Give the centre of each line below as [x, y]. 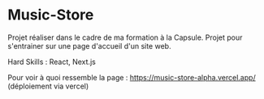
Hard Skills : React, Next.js [52, 62]
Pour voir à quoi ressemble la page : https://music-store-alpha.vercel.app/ [132, 77]
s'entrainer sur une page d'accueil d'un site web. [89, 45]
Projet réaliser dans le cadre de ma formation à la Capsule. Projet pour [125, 37]
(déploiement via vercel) [48, 86]
